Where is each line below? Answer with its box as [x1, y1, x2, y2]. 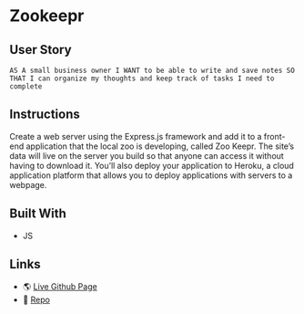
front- [263, 131, 286, 141]
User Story [9, 42, 72, 58]
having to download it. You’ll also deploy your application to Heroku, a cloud [9, 160, 294, 171]
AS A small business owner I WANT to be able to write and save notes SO [9, 66, 296, 75]
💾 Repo [22, 294, 50, 306]
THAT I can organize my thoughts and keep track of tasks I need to [9, 74, 275, 83]
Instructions [9, 107, 80, 122]
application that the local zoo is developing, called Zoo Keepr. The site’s [25, 141, 294, 152]
